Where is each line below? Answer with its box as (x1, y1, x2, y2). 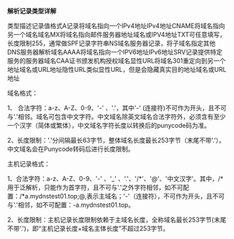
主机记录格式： (7, 160, 50, 168)
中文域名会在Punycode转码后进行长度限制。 (7, 145, 135, 153)
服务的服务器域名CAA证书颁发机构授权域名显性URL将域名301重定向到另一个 (7, 57, 226, 65)
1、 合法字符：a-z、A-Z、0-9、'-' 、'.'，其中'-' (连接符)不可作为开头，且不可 (7, 104, 227, 112)
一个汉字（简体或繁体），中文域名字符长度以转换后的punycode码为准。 (7, 122, 211, 129)
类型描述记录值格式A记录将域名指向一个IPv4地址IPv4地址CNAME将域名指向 (7, 22, 226, 30)
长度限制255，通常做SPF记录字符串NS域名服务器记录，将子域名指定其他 (7, 39, 216, 48)
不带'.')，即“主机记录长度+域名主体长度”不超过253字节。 (7, 224, 170, 233)
